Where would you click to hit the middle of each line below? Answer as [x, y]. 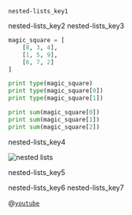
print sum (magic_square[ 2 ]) [54, 127]
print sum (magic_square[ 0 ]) [54, 112]
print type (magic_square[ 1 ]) [56, 98]
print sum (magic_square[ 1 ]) [54, 119]
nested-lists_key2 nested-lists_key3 [66, 26]
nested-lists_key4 [37, 142]
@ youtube [24, 202]
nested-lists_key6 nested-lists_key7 [66, 188]
